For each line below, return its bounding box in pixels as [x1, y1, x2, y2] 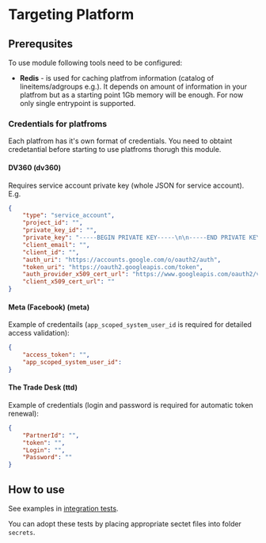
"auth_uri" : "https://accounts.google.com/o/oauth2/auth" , [22, 256, 222, 264]
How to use [8, 483, 65, 496]
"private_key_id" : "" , [22, 226, 97, 234]
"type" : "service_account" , [22, 211, 115, 219]
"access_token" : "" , [22, 351, 90, 359]
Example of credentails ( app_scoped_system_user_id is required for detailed [8, 320, 252, 329]
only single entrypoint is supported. [19, 99, 136, 108]
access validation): [8, 328, 70, 338]
